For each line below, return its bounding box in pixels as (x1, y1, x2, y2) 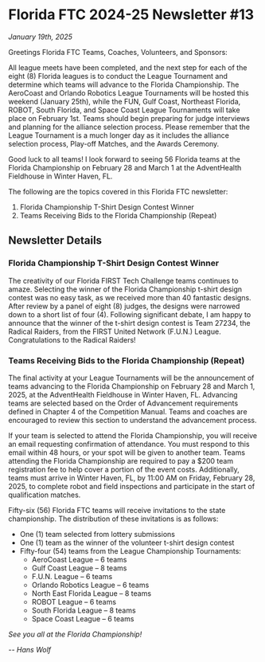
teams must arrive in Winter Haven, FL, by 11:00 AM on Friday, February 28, (8, 472, 255, 483)
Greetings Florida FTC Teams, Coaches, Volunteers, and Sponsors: (8, 47, 228, 57)
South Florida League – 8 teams (31, 605, 137, 615)
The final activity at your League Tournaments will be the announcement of (8, 373, 255, 382)
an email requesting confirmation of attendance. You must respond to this (8, 439, 250, 449)
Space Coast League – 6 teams (31, 613, 134, 623)
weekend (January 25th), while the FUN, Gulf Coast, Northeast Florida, (8, 96, 241, 106)
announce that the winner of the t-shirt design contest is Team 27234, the (8, 318, 251, 327)
